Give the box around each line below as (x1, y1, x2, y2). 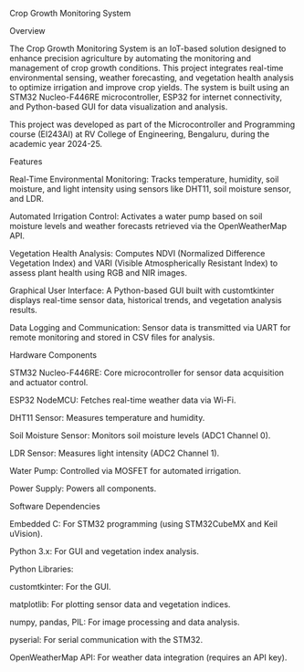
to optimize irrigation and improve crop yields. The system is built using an (9, 82, 290, 92)
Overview (9, 26, 46, 36)
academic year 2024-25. (9, 139, 103, 149)
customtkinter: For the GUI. (9, 582, 111, 592)
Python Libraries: (9, 563, 74, 574)
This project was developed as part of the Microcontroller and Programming (9, 119, 296, 130)
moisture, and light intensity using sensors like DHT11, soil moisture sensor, (9, 184, 292, 194)
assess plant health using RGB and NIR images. (9, 268, 187, 278)
